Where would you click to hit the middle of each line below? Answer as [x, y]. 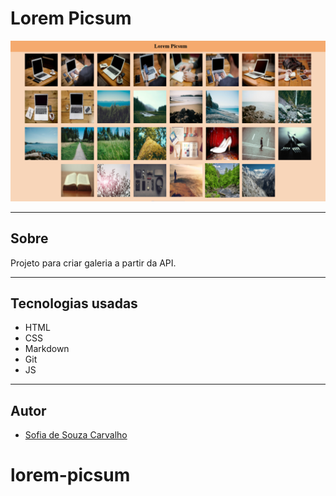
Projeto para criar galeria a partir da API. [93, 263]
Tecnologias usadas [74, 303]
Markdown [47, 349]
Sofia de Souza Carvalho [76, 435]
